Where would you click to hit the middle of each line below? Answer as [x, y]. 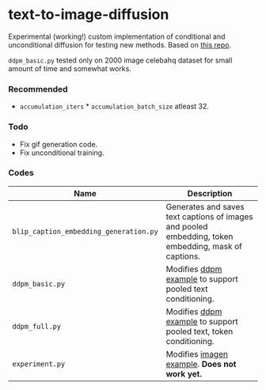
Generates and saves [205, 206]
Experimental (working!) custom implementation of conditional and [117, 36]
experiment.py [39, 364]
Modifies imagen [197, 354]
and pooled [187, 226]
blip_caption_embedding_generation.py [85, 231]
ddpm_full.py [37, 326]
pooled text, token [199, 331]
